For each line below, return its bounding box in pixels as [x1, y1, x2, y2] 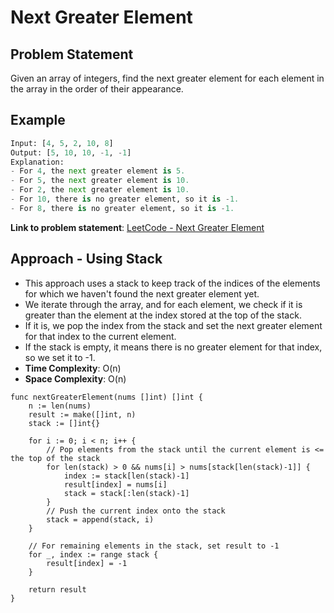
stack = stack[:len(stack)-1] [63, 488, 190, 498]
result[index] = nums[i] [63, 479, 168, 490]
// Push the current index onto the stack [46, 506, 226, 516]
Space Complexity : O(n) [24, 372, 127, 385]
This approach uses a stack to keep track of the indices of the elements [24, 277, 321, 289]
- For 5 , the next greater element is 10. [10, 176, 190, 186]
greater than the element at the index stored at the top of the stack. [24, 309, 302, 321]
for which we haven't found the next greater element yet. [24, 287, 260, 300]
